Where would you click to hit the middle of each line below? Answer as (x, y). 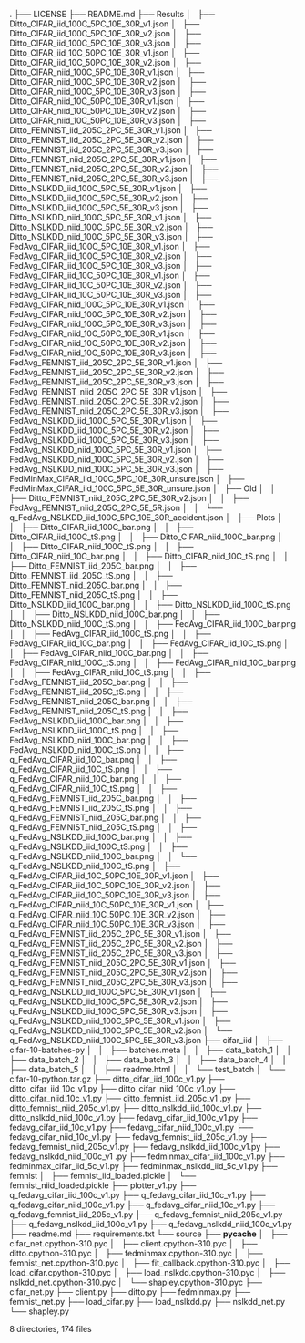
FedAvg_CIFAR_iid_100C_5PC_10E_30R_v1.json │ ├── (110, 246)
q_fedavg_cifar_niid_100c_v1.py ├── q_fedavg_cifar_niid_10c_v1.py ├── (142, 1205)
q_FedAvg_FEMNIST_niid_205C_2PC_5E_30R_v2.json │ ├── (124, 972)
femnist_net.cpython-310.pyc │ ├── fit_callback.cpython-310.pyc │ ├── (150, 1263)
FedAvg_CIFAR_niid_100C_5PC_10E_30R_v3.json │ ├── (113, 324)
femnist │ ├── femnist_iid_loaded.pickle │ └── (103, 1176)
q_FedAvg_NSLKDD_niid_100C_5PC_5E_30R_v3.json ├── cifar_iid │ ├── (147, 1040)
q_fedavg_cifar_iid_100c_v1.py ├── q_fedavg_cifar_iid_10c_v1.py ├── (137, 1195)
